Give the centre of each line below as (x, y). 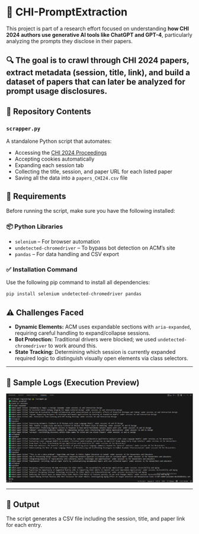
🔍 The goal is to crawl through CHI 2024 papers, (98, 61)
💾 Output (23, 504)
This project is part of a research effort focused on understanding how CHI (98, 28)
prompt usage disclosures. (57, 91)
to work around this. (73, 346)
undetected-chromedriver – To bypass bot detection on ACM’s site (95, 248)
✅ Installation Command (42, 270)
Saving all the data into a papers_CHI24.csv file (71, 178)
